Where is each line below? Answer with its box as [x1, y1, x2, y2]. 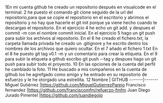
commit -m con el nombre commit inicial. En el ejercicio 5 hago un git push [5, 30, 155, 36]
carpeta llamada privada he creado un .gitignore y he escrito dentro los [5, 41, 148, 46]
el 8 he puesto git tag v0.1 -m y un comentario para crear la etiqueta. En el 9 [5, 51, 158, 57]
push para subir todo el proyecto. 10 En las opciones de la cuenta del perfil [5, 61, 155, 67]
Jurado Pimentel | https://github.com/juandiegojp [5, 92, 103, 98]
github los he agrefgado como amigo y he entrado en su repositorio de [5, 72, 147, 77]
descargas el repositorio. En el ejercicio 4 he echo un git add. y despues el [5, 25, 155, 31]
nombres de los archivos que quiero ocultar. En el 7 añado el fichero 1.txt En [5, 46, 158, 51]
